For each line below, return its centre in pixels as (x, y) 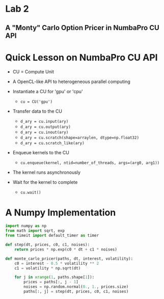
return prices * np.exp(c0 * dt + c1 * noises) (66, 249)
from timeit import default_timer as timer (52, 236)
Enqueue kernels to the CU (41, 152)
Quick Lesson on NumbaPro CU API (81, 57)
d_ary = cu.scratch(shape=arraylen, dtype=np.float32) (79, 138)
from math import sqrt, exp (35, 231)
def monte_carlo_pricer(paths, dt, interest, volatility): (69, 259)
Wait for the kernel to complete (45, 182)
